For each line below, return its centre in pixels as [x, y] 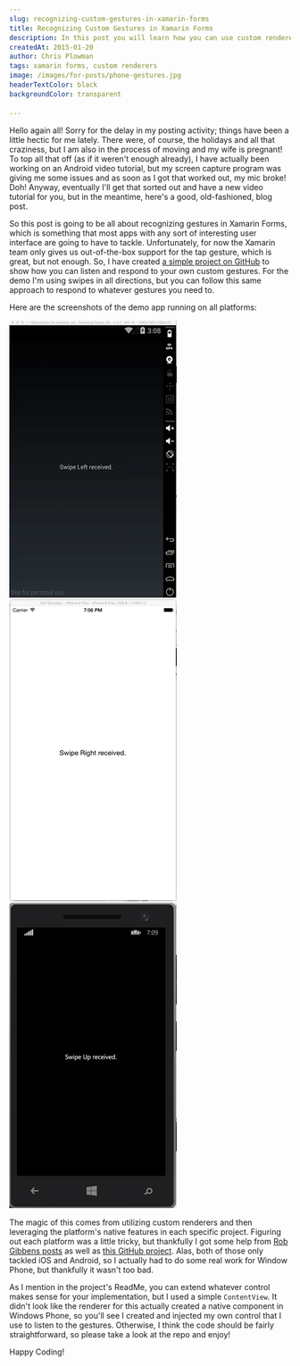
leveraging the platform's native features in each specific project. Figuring [145, 1231]
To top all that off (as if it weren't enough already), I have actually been [139, 158]
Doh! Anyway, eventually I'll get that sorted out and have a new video [136, 187]
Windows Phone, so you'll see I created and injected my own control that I [146, 1315]
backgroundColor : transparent [66, 94]
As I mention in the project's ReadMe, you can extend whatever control [140, 1287]
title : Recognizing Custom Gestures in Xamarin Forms [112, 28]
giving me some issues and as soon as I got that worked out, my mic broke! [148, 178]
